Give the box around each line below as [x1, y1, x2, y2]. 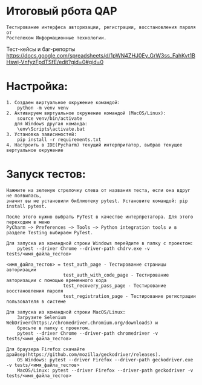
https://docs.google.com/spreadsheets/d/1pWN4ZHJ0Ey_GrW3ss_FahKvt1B [6, 51, 195, 59]
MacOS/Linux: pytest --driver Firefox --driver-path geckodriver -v [17, 367, 194, 373]
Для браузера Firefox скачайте [6, 346, 85, 352]
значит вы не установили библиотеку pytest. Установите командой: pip [6, 198, 188, 204]
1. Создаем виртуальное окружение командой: [6, 99, 120, 105]
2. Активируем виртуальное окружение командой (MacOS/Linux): [6, 110, 166, 116]
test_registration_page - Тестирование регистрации [63, 293, 197, 299]
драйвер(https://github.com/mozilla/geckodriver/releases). [6, 351, 161, 358]
